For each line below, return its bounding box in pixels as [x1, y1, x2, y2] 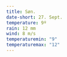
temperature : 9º [6, 20, 47, 26]
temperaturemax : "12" [6, 42, 60, 48]
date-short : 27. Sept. [6, 14, 63, 20]
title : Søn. [6, 8, 36, 15]
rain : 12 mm [6, 25, 36, 31]
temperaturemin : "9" [6, 36, 58, 42]
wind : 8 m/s [6, 31, 36, 37]
